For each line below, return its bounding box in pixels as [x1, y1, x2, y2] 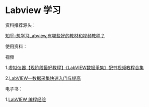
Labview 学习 [5, 4, 61, 16]
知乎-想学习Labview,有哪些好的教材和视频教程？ [5, 32, 105, 38]
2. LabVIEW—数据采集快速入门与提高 [5, 75, 81, 81]
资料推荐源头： [5, 22, 36, 28]
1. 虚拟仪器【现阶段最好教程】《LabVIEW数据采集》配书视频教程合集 [5, 64, 144, 70]
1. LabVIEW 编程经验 [5, 96, 46, 102]
